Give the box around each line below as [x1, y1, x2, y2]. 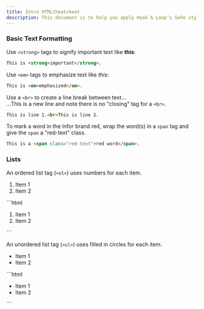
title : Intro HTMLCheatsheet [6, 8, 80, 15]
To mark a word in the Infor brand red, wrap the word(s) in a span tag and [6, 122, 189, 130]
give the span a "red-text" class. [6, 129, 86, 136]
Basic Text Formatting [6, 35, 73, 43]
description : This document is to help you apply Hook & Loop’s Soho [6, 15, 186, 21]
